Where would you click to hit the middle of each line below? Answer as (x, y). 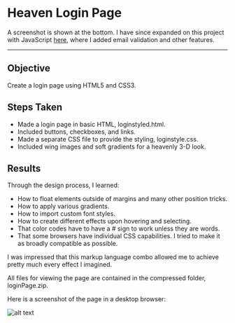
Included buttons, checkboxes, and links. (77, 132)
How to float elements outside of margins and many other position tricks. (122, 199)
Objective (29, 68)
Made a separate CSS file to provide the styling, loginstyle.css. (108, 139)
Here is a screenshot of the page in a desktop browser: (87, 299)
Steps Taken (35, 108)
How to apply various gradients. (63, 206)
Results (24, 169)
